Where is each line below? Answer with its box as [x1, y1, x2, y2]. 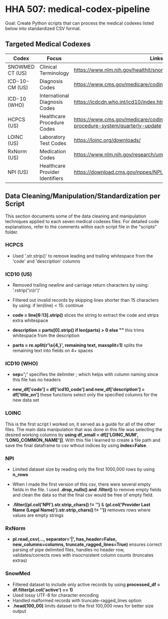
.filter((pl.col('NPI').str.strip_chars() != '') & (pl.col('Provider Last [12, 502, 150, 508]
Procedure [39, 119, 64, 126]
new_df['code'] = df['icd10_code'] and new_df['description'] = [12, 386, 145, 392]
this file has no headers [12, 377, 61, 383]
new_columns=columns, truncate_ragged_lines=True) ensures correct [12, 541, 162, 547]
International [39, 92, 69, 99]
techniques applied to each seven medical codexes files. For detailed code [5, 218, 159, 224]
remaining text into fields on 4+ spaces [12, 347, 93, 354]
